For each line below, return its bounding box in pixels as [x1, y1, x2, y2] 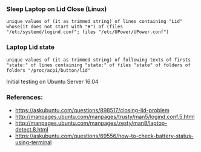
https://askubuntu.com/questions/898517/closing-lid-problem [15, 106, 170, 113]
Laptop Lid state [6, 43, 55, 51]
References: [6, 93, 44, 101]
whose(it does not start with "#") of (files [6, 24, 123, 30]
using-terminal [15, 138, 52, 146]
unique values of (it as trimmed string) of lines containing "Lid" [6, 19, 183, 25]
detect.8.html [15, 125, 48, 133]
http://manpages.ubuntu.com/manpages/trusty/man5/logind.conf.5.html [15, 113, 195, 120]
